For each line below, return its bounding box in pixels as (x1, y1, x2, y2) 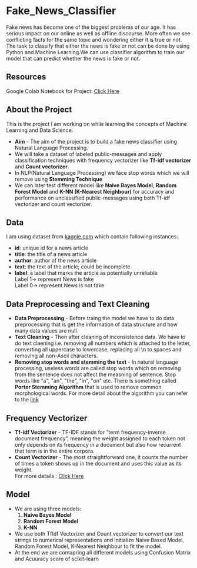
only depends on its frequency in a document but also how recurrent (14, 441, 181, 448)
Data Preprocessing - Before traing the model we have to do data (14, 315, 175, 322)
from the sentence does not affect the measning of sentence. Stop (14, 371, 176, 378)
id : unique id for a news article (14, 244, 89, 251)
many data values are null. (14, 327, 78, 334)
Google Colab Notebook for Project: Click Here (6, 87, 119, 95)
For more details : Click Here (14, 473, 84, 479)
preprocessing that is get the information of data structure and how (14, 321, 178, 328)
